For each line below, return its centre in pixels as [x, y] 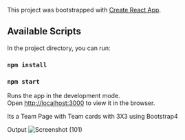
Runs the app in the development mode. [64, 96]
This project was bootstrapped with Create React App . [84, 10]
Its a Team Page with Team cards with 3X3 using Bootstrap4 [93, 117]
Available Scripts [44, 31]
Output [17, 130]
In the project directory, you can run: [59, 48]
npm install [27, 65]
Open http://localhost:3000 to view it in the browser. [81, 103]
